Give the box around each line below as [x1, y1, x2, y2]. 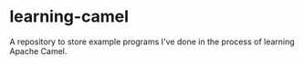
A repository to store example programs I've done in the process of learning [9, 36, 295, 47]
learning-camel [9, 6, 130, 27]
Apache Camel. [9, 45, 68, 56]
